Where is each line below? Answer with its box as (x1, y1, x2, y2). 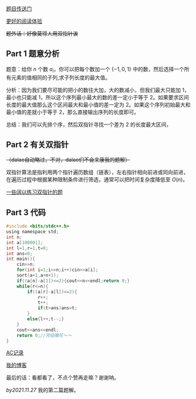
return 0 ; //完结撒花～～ (16, 332, 72, 339)
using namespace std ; (6, 229, 59, 235)
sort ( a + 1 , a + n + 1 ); (16, 272, 59, 279)
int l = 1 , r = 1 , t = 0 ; (6, 245, 49, 251)
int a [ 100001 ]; (6, 239, 43, 245)
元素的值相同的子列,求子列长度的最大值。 (11, 74, 111, 81)
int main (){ (6, 256, 35, 262)
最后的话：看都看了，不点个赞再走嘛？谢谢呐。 (6, 374, 119, 381)
